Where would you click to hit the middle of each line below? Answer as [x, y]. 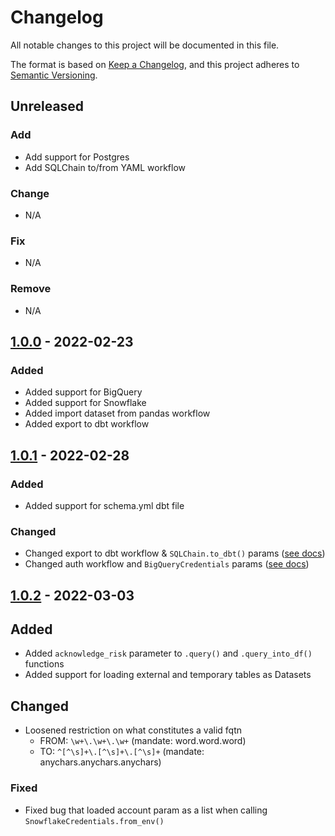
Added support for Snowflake [85, 403]
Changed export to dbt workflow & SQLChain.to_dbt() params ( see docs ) [175, 553]
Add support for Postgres [77, 157]
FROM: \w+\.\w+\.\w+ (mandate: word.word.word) [143, 741]
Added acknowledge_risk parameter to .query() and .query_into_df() [168, 653]
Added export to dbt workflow [87, 424]
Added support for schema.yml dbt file [104, 505]
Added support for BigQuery [83, 392]
